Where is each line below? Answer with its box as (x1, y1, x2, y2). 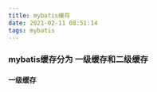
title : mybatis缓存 (8, 11, 71, 20)
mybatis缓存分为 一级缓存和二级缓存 (8, 54, 149, 65)
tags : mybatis (8, 26, 56, 34)
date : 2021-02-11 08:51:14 (8, 19, 98, 27)
